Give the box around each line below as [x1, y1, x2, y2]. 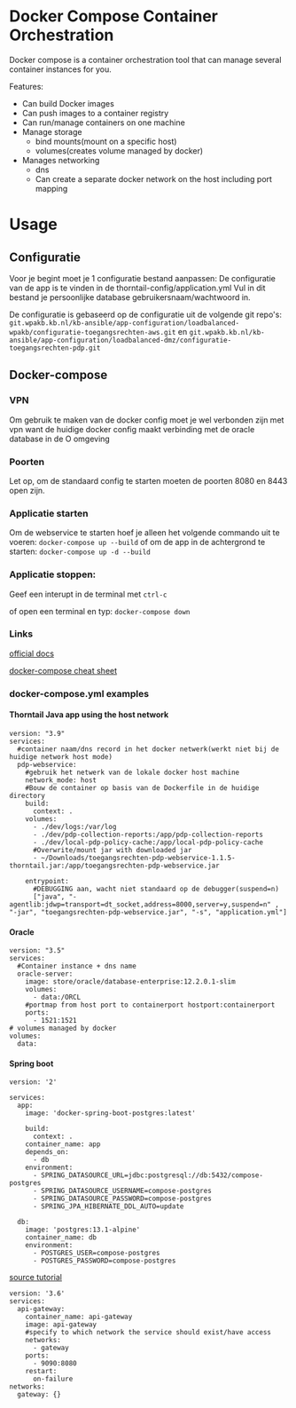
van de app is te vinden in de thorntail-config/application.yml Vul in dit [9, 282, 266, 293]
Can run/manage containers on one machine [21, 117, 186, 128]
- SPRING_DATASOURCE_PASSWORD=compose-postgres [32, 1194, 213, 1204]
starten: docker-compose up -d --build [9, 546, 151, 557]
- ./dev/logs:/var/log [32, 822, 117, 831]
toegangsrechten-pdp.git [9, 344, 101, 352]
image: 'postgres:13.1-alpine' [25, 1225, 141, 1235]
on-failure [32, 1374, 74, 1384]
